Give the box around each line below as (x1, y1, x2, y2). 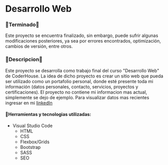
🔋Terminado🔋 (5, 21, 39, 28)
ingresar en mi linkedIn (5, 100, 53, 106)
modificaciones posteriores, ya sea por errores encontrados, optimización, (5, 38, 161, 44)
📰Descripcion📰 (5, 56, 43, 63)
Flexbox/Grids (20, 139, 50, 145)
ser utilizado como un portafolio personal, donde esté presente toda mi (5, 78, 153, 84)
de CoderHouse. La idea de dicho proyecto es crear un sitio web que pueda (5, 73, 163, 79)
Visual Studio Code (12, 122, 53, 129)
